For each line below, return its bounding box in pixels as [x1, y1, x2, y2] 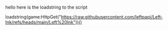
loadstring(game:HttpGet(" [5, 14, 61, 19]
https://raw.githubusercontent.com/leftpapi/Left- [61, 14, 163, 19]
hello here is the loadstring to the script [5, 4, 88, 10]
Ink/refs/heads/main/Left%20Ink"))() [5, 19, 82, 25]
